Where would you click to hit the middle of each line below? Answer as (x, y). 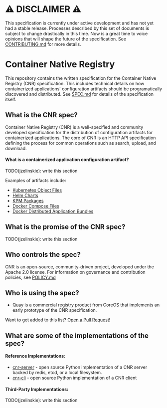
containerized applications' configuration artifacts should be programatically (84, 89)
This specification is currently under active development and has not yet (79, 23)
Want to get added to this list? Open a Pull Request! (58, 320)
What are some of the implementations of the (77, 335)
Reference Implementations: (35, 356)
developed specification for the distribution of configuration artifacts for (79, 132)
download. (16, 148)
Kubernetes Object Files (37, 190)
